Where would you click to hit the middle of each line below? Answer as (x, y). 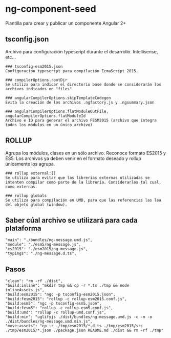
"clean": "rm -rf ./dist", (34, 281)
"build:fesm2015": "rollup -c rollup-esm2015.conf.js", (66, 299)
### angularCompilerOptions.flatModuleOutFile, (57, 111)
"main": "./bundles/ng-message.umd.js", (49, 240)
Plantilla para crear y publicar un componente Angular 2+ (66, 23)
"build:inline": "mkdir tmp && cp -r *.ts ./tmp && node (67, 286)
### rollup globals (26, 195)
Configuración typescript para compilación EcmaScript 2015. (72, 71)
